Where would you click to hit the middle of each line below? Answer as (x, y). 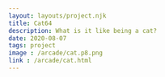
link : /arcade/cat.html (50, 61)
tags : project (32, 46)
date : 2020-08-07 (38, 38)
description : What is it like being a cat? (83, 30)
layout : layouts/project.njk (57, 16)
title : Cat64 (30, 23)
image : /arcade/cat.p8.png (56, 53)
